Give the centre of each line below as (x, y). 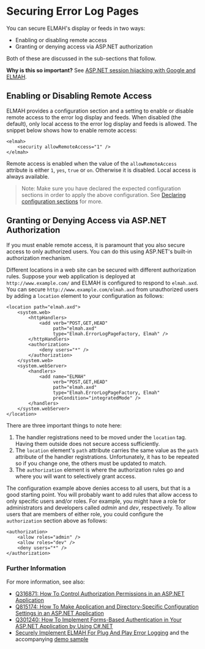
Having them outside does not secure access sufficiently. (88, 443)
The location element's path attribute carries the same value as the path (107, 450)
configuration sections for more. (62, 201)
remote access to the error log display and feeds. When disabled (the (94, 117)
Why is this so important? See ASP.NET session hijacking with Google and (101, 70)
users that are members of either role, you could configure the (85, 514)
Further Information (36, 568)
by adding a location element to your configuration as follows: (85, 295)
